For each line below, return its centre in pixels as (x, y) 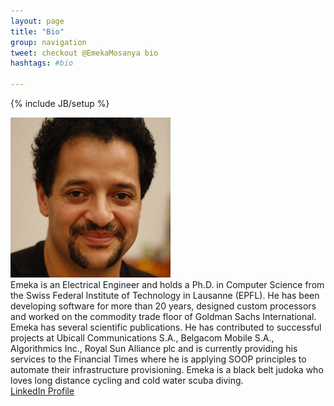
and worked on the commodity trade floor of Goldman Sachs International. (163, 316)
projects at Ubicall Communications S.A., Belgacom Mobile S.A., (142, 338)
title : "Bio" (37, 31)
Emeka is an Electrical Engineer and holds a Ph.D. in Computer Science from (167, 284)
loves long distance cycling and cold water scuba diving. (127, 380)
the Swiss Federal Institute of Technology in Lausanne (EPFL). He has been (165, 295)
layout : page (37, 21)
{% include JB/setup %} (60, 103)
